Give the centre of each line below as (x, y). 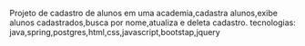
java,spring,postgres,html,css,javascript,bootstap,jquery (115, 32)
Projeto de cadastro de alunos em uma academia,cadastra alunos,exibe (143, 13)
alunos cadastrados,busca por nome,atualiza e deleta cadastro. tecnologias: (152, 23)
